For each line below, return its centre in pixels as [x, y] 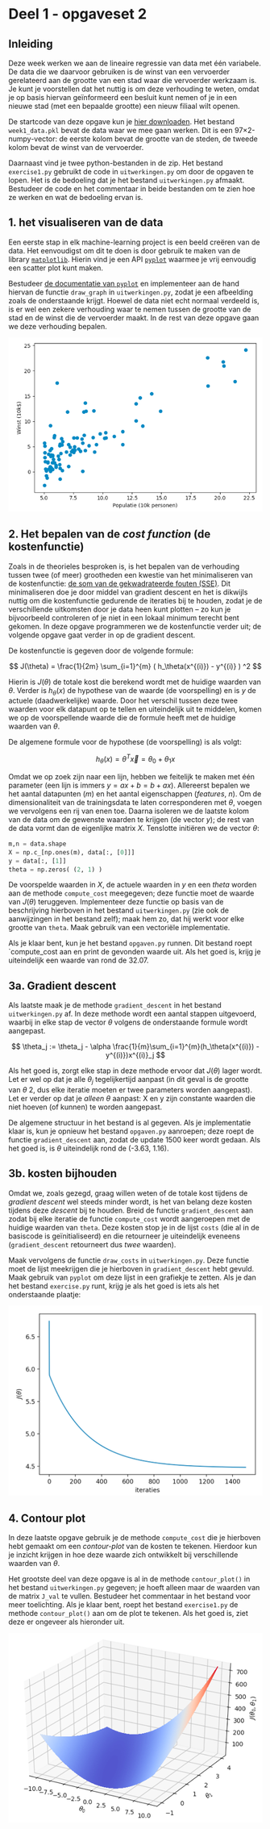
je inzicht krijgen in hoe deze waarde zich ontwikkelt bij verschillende [123, 1555]
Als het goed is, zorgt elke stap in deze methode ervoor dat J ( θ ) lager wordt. [135, 1071]
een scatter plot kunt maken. [56, 268]
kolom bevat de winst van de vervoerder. [76, 147]
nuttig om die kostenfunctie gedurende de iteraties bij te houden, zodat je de [135, 600]
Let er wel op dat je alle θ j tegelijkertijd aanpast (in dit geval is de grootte [129, 1080]
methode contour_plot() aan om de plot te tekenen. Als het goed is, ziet [128, 1614]
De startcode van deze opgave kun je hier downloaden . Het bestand [122, 121]
